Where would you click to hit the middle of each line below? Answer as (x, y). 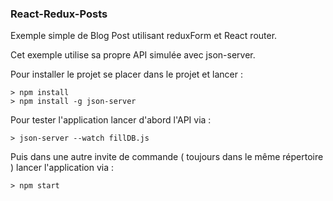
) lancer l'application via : (62, 168)
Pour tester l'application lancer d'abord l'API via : (111, 120)
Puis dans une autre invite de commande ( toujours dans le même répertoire (167, 157)
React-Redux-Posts (59, 14)
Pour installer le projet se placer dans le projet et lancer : (126, 74)
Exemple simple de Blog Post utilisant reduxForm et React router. (144, 36)
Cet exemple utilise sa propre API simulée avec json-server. (133, 55)
